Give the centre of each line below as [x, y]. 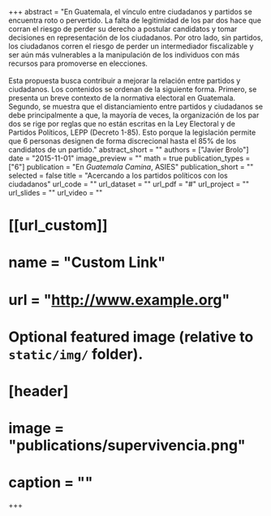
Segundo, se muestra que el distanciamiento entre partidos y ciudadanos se [136, 106]
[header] [39, 391]
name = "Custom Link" [87, 262]
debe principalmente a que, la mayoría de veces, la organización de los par [134, 115]
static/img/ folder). [76, 354]
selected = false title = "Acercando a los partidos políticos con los [118, 175]
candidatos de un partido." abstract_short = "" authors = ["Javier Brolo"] [129, 150]
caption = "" [51, 483]
